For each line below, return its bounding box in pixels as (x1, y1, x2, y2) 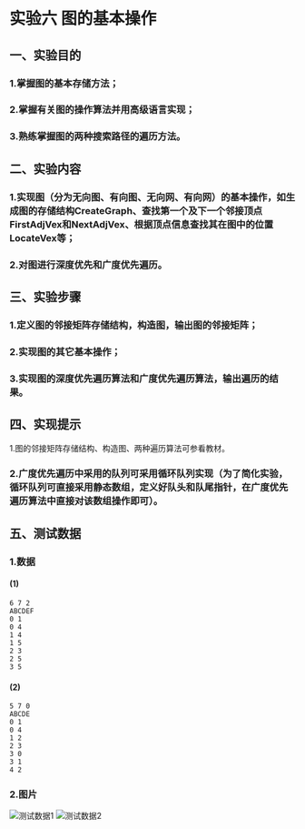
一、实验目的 (9, 47, 82, 63)
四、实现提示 (9, 417, 82, 432)
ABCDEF (9, 606, 34, 615)
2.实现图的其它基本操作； (9, 345, 121, 358)
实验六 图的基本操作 (9, 8, 157, 29)
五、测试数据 (9, 525, 82, 541)
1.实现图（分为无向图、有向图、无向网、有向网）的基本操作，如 (9, 190, 286, 203)
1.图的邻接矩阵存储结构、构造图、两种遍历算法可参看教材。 (9, 442, 230, 453)
